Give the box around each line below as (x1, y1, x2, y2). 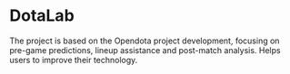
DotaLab (9, 5, 75, 26)
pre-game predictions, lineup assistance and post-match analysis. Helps (9, 44, 281, 55)
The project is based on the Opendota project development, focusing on (9, 35, 280, 46)
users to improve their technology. (9, 54, 138, 65)
